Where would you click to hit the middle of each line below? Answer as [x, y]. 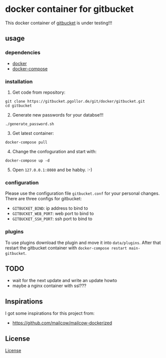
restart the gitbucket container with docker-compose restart [66, 248]
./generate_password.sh [30, 124]
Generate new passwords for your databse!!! [58, 115]
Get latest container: [33, 133]
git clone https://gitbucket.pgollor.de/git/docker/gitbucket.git [75, 101]
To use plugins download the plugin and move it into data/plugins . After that [83, 242]
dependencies [23, 53]
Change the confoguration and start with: [54, 151]
